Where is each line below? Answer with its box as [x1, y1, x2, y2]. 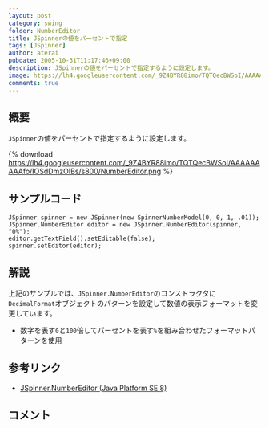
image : [8, 71, 30, 79]
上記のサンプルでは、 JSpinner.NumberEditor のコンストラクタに [8, 288, 217, 298]
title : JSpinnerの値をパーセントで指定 [8, 34, 128, 43]
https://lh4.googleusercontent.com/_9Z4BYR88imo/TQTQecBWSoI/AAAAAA [8, 158, 260, 168]
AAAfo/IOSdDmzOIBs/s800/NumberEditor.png [8, 166, 162, 177]
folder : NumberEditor [8, 26, 81, 35]
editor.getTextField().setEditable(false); [8, 234, 156, 243]
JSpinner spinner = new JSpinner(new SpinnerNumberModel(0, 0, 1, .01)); [8, 214, 260, 222]
